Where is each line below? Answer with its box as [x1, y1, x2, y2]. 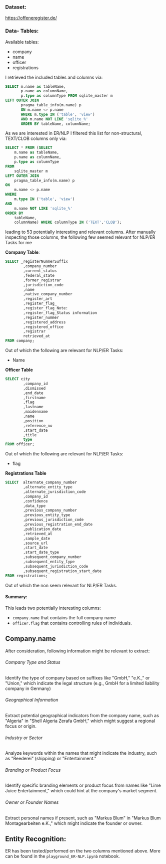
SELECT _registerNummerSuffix [5, 259, 68, 264]
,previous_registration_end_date [23, 522, 93, 527]
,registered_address [23, 319, 66, 324]
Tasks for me [5, 240, 32, 246]
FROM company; [5, 338, 35, 343]
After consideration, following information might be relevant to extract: [5, 648, 150, 654]
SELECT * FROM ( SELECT [5, 145, 52, 150]
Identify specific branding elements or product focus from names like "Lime [5, 782, 161, 788]
